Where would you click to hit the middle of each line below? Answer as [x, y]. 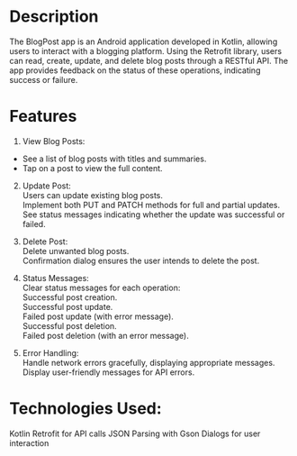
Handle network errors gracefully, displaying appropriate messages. [148, 362]
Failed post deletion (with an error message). [105, 335]
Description [54, 17]
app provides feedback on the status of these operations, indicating [135, 70]
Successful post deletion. [69, 325]
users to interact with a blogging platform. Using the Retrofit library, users [145, 50]
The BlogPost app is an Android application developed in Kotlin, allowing [144, 41]
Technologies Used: [85, 409]
